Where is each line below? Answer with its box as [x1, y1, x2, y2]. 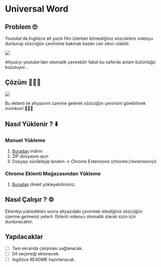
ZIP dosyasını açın [12, 153, 49, 159]
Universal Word [5, 3, 69, 15]
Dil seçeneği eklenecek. [12, 251, 60, 257]
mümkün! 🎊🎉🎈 [5, 105, 33, 111]
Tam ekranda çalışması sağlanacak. [12, 246, 83, 251]
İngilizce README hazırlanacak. [12, 256, 76, 262]
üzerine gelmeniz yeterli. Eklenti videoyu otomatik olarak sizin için [5, 213, 136, 219]
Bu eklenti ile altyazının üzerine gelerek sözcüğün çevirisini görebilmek [5, 100, 146, 106]
